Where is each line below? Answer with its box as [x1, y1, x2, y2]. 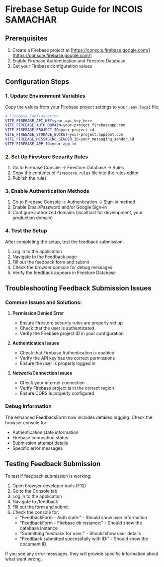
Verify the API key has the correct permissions [19, 355, 115, 361]
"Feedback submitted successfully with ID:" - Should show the [19, 536, 148, 542]
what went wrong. [5, 556, 42, 562]
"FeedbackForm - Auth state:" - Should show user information [19, 514, 148, 520]
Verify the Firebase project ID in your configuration [19, 330, 124, 336]
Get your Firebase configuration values [12, 63, 93, 69]
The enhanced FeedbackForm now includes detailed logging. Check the [5, 414, 153, 420]
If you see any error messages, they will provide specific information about [5, 551, 159, 557]
